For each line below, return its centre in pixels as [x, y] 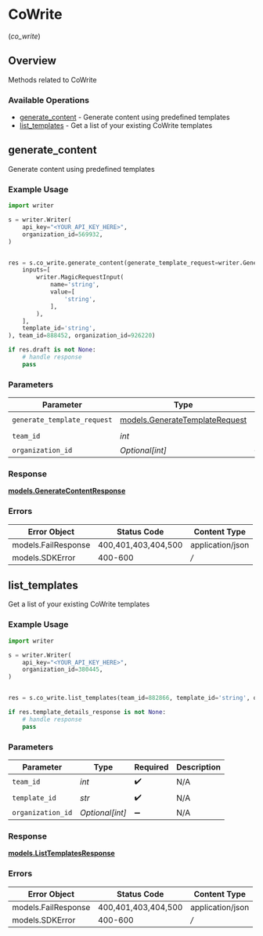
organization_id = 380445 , [63, 670]
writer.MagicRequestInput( [80, 277]
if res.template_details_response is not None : [87, 712]
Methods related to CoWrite [52, 79]
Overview [32, 61]
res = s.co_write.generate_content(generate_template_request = [113, 263]
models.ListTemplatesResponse [61, 854]
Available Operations [49, 100]
